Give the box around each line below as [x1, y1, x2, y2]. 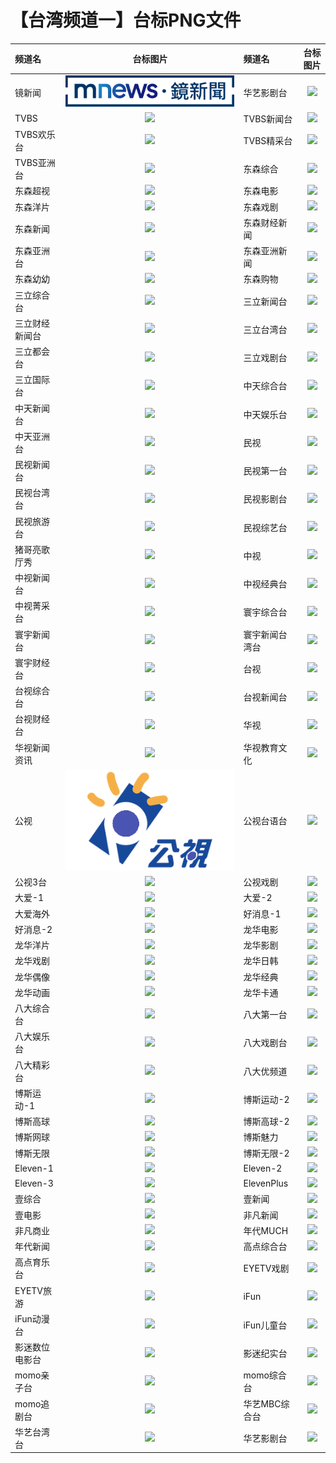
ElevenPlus [243, 1177, 289, 1190]
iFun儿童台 [243, 1319, 288, 1331]
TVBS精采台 [243, 134, 293, 146]
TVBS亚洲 [14, 157, 56, 169]
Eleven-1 [14, 1162, 54, 1174]
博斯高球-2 [243, 1116, 290, 1128]
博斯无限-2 [243, 1147, 290, 1159]
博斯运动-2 [243, 1093, 290, 1105]
